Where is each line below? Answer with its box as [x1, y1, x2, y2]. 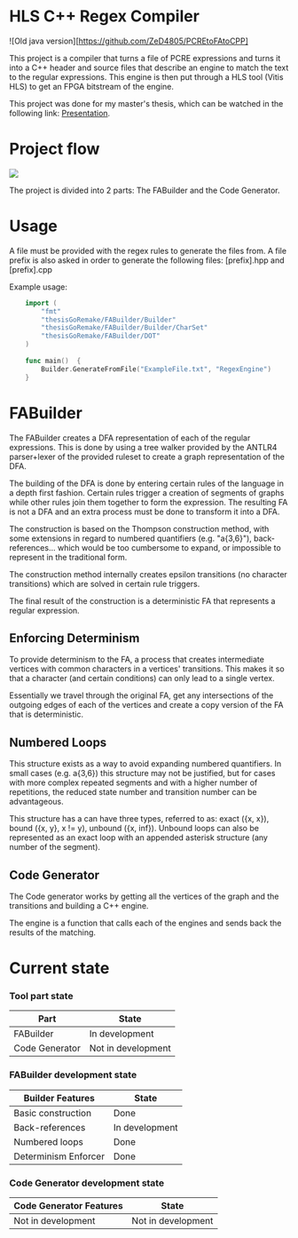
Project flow [9, 139, 100, 159]
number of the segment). [9, 842, 100, 853]
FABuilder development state [9, 1068, 137, 1081]
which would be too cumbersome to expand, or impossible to [57, 542, 281, 552]
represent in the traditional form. [9, 552, 128, 562]
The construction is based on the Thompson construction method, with [9, 523, 270, 534]
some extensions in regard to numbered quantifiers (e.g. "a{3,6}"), [9, 533, 253, 544]
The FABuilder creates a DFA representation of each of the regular [9, 433, 251, 443]
